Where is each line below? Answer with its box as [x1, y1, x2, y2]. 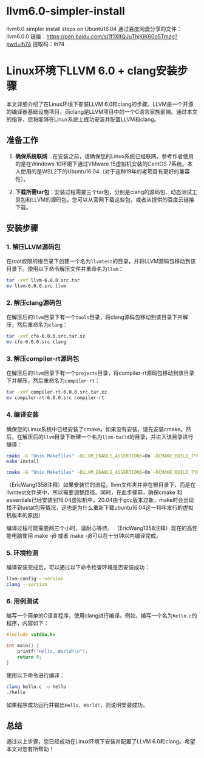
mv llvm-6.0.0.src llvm [6, 283, 67, 290]
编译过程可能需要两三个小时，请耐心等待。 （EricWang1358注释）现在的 [6, 524, 187, 532]
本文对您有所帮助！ [6, 745, 55, 753]
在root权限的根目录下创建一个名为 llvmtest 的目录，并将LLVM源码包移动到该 [6, 257, 196, 265]
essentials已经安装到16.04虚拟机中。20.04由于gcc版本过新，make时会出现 [6, 496, 194, 504]
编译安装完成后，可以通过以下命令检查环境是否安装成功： [6, 564, 150, 571]
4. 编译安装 [6, 411, 39, 419]
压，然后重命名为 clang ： [6, 321, 68, 329]
